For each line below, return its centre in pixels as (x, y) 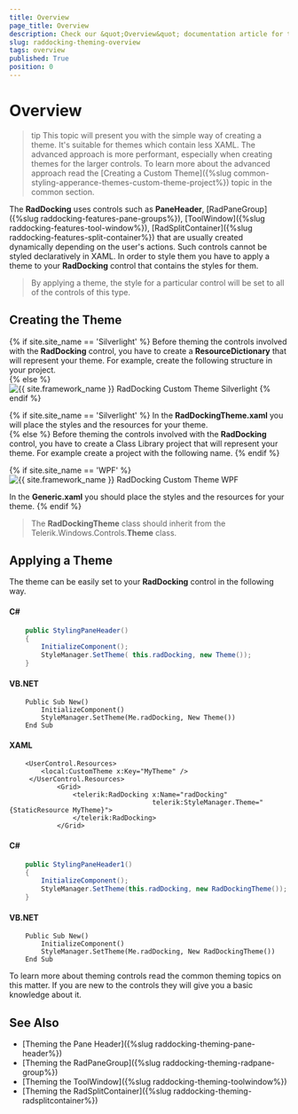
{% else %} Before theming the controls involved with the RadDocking (138, 434)
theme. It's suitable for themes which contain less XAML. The (143, 145)
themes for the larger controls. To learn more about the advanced (150, 163)
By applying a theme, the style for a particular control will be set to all (157, 282)
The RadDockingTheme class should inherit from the (128, 523)
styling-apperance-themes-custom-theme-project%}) (130, 182)
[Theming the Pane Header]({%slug (87, 1044)
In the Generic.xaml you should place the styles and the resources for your (147, 497)
